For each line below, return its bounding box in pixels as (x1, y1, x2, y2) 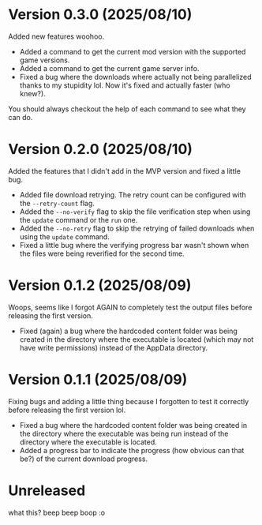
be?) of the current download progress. (19, 454, 148, 463)
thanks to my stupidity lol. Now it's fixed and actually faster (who (19, 81, 230, 90)
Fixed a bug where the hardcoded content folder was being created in (19, 420, 248, 429)
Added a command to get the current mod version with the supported (19, 47, 246, 56)
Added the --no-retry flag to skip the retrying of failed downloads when (19, 223, 255, 233)
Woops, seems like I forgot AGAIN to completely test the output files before (8, 302, 253, 312)
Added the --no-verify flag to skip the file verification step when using (19, 207, 251, 216)
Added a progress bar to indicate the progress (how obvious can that (19, 445, 245, 455)
